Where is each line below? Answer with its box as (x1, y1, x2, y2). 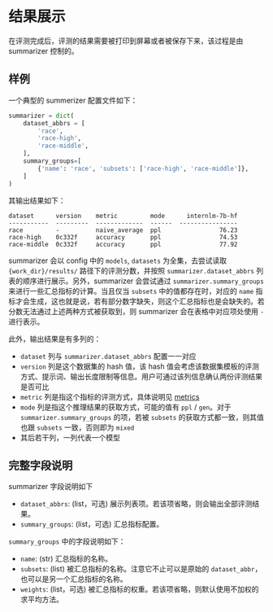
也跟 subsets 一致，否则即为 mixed (19, 422, 135, 432)
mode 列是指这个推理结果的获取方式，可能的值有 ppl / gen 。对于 (19, 402, 232, 412)
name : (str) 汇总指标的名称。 (19, 554, 112, 564)
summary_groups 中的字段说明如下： (8, 536, 126, 546)
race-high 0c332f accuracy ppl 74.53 (8, 233, 238, 241)
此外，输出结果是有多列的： (8, 334, 102, 343)
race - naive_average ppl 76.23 (8, 225, 238, 234)
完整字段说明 (8, 458, 73, 472)
